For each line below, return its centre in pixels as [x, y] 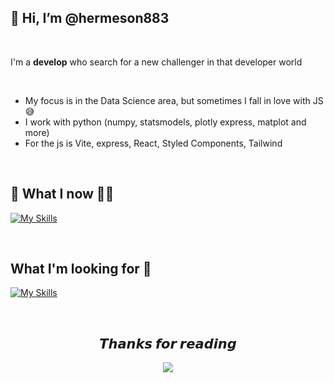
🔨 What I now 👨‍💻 [62, 194]
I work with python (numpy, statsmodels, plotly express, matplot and [165, 122]
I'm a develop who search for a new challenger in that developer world [156, 62]
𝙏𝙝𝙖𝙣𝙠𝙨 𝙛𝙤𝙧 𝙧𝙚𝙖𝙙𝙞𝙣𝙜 [168, 343]
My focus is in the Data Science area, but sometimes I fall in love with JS [174, 100]
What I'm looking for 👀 [81, 269]
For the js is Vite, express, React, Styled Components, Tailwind [153, 143]
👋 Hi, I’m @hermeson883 [90, 18]
